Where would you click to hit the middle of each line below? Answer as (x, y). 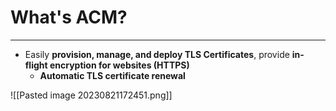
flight (36, 65)
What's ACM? (69, 17)
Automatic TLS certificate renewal (112, 75)
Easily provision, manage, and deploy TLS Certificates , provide (157, 54)
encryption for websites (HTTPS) (119, 65)
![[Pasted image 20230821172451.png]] (91, 95)
